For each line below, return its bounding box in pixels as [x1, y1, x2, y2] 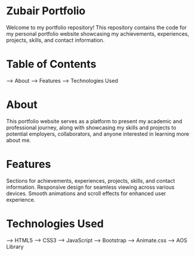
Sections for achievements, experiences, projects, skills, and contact [6, 177, 175, 184]
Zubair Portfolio [6, 4, 86, 18]
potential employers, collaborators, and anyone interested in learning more [6, 130, 190, 138]
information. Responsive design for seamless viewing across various [6, 183, 175, 191]
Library [6, 243, 24, 250]
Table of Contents [6, 58, 97, 71]
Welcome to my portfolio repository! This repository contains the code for [6, 24, 187, 31]
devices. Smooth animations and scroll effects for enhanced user [6, 189, 166, 197]
